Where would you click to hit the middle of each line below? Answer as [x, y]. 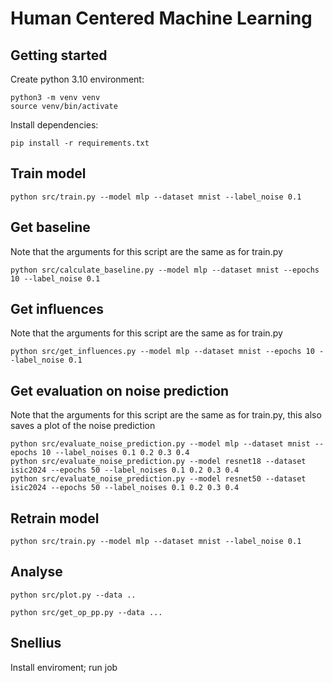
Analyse [36, 572]
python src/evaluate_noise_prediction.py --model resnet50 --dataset [158, 479]
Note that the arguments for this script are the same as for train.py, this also [166, 415]
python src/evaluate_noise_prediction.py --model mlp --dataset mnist [160, 444]
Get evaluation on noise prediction [120, 390]
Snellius [36, 643]
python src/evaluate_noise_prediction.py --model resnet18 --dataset [158, 462]
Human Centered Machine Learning [161, 18]
